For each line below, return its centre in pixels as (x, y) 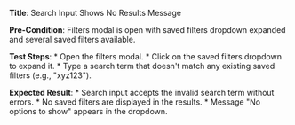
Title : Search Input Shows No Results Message (96, 13)
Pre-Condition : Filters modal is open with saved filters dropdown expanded (147, 30)
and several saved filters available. (72, 39)
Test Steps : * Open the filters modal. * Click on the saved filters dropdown (146, 56)
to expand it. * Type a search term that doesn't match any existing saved (142, 66)
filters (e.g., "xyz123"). (50, 75)
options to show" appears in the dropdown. (88, 111)
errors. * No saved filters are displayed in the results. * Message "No (135, 102)
